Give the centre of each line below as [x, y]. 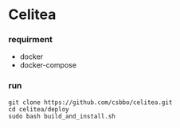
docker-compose [48, 65]
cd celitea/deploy [39, 109]
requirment [31, 40]
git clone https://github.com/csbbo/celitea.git [90, 102]
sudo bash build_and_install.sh [62, 116]
